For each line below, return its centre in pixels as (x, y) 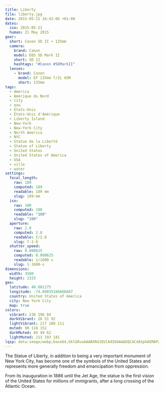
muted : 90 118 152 (28, 328)
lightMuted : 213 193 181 (35, 337)
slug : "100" (26, 219)
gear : (10, 37)
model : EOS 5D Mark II (37, 55)
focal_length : (24, 178)
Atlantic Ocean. (20, 386)
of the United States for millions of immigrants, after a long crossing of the (80, 381)
